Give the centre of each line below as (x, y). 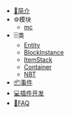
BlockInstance (44, 52)
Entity (32, 45)
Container (38, 67)
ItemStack (38, 60)
